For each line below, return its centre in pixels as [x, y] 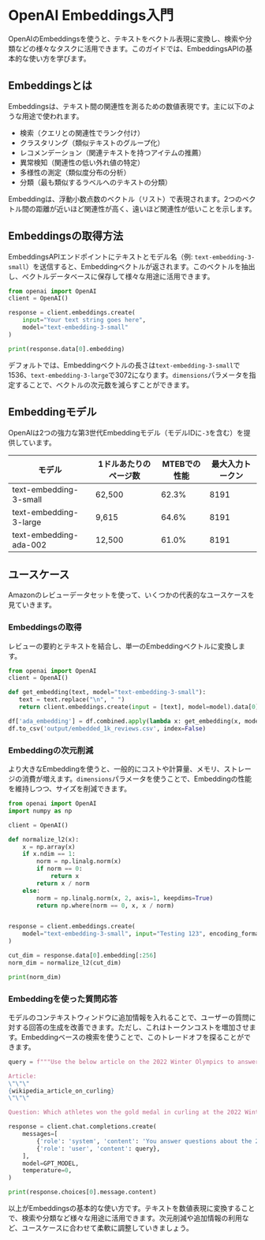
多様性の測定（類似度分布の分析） [75, 172]
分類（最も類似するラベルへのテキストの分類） [95, 182]
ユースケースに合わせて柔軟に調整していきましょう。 [107, 1228]
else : [32, 891]
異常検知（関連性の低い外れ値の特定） [82, 162]
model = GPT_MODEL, [51, 1163]
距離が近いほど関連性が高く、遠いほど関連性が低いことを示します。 [146, 208]
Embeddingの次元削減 [51, 750]
